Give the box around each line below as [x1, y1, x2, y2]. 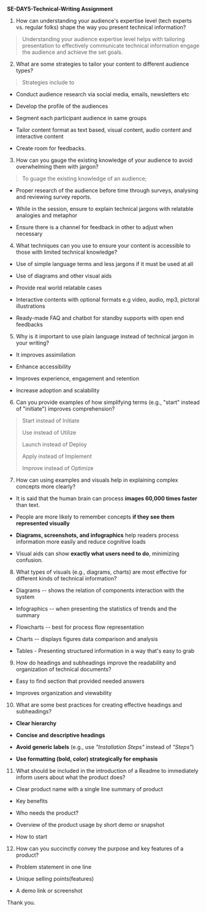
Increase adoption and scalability [15, 387, 100, 394]
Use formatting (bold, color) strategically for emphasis [15, 755, 158, 762]
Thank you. [7, 899, 36, 906]
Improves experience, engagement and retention [15, 375, 140, 382]
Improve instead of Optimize [21, 465, 94, 471]
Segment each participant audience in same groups [15, 115, 147, 121]
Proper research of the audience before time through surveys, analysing [15, 187, 199, 194]
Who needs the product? [15, 809, 79, 816]
